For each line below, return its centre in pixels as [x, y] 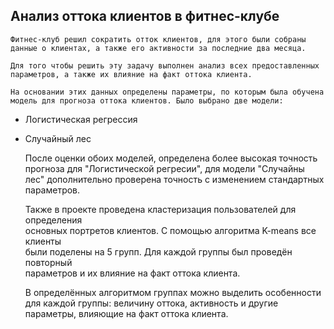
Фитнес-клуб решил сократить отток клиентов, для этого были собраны [158, 39]
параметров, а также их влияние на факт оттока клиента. [131, 74]
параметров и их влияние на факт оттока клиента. [132, 273]
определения [53, 220]
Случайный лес [58, 138]
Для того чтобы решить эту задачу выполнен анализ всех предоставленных [165, 65]
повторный [48, 262]
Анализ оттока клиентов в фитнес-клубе [145, 16]
